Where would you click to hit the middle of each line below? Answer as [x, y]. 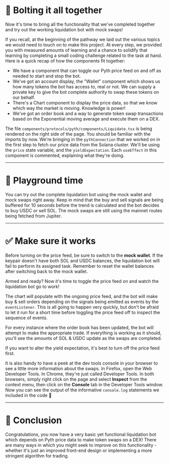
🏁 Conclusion [33, 420]
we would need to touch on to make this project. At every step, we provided [83, 44]
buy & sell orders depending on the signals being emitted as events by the [82, 302]
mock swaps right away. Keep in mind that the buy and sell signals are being [84, 200]
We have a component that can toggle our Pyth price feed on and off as [87, 71]
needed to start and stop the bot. [47, 76]
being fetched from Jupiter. [33, 216]
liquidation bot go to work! [32, 286]
